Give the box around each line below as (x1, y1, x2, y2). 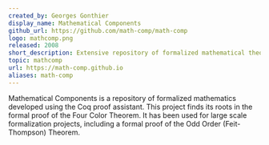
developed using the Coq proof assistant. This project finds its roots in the (8, 102, 253, 111)
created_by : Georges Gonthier (8, 11, 110, 20)
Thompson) (8, 127, 46, 137)
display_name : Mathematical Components (8, 19, 142, 27)
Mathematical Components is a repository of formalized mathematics (8, 93, 236, 103)
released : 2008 (8, 42, 59, 50)
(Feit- (223, 119, 241, 128)
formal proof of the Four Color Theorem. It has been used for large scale (8, 110, 247, 120)
